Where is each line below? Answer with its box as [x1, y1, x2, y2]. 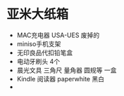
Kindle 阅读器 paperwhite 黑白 [16, 74, 105, 83]
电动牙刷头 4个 [16, 57, 61, 65]
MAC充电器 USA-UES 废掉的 [16, 31, 100, 39]
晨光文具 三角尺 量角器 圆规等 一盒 [16, 66, 117, 74]
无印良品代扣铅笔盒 [16, 48, 73, 57]
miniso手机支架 [16, 39, 61, 48]
